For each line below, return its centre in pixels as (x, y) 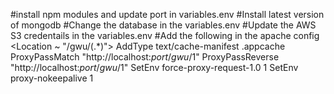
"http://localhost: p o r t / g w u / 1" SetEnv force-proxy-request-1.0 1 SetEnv (154, 67)
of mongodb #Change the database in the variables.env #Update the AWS (163, 25)
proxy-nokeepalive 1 (52, 78)
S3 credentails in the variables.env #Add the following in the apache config (165, 35)
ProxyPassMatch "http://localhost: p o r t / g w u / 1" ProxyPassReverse (145, 57)
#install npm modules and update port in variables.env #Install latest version (167, 14)
